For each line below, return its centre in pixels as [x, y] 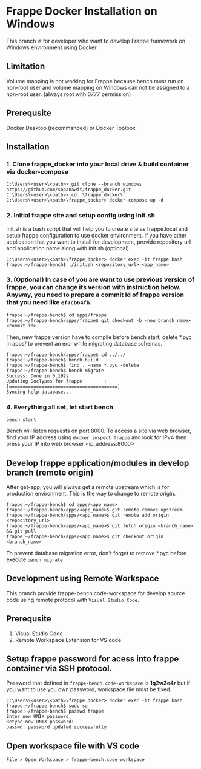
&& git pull [21, 531]
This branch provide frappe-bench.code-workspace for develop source [96, 593]
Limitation [26, 67]
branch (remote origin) [50, 472]
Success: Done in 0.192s [38, 376]
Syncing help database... [39, 392]
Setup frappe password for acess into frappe [93, 659]
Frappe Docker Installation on [82, 11]
